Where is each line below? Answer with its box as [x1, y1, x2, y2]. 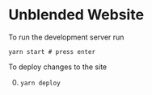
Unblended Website [8, 6, 144, 24]
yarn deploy [19, 79, 61, 87]
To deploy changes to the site [8, 62, 108, 72]
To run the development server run [8, 32, 125, 42]
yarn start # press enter [8, 47, 95, 56]
